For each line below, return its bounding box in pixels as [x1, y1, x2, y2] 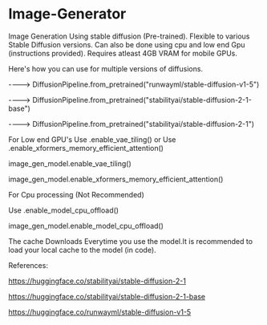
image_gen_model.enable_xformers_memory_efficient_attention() [8, 174, 224, 184]
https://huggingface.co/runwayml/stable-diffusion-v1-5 [8, 307, 192, 317]
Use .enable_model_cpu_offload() [8, 205, 119, 215]
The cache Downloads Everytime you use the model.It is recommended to [8, 236, 253, 246]
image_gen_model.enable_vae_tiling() [8, 158, 132, 169]
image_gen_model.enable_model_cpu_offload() [8, 221, 164, 230]
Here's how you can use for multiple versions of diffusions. [8, 63, 203, 73]
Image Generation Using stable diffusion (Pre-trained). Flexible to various [8, 31, 250, 41]
